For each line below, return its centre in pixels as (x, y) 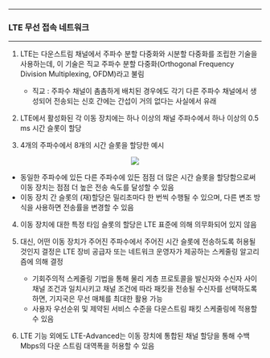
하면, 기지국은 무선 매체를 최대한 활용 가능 (97, 299)
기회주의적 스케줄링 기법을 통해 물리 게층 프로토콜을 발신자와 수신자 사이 (145, 279)
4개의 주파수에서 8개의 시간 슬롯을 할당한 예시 (92, 145)
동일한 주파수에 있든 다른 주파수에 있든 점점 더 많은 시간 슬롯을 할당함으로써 (138, 177)
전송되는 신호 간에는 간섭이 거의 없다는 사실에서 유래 (135, 101)
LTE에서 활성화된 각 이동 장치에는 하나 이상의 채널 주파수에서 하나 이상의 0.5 (139, 118)
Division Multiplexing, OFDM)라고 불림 (82, 74)
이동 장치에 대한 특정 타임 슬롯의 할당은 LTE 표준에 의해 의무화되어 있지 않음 (138, 225)
